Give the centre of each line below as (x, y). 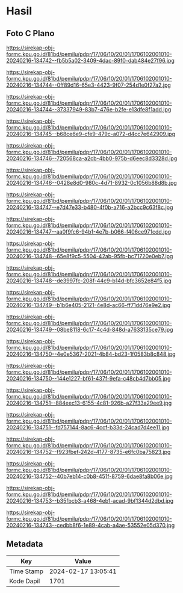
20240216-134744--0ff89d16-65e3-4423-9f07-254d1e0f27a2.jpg (89, 85)
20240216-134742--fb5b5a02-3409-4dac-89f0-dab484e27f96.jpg (90, 61)
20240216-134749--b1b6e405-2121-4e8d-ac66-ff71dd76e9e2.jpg (88, 305)
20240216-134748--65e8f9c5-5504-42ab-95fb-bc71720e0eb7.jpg (90, 256)
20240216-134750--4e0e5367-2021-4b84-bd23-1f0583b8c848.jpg (91, 354)
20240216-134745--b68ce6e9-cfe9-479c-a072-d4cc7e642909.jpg (91, 134)
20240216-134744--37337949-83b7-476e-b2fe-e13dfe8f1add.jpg (89, 109)
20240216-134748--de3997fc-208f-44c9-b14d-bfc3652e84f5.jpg (89, 281)
